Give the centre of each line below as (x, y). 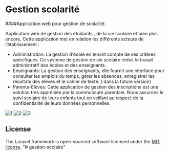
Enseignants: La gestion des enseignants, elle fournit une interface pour (89, 71)
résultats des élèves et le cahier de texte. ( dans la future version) (82, 81)
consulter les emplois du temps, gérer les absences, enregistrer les (84, 76)
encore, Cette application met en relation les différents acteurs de (75, 39)
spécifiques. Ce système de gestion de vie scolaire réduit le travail (83, 59)
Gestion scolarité (42, 9)
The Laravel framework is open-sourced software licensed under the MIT (83, 141)
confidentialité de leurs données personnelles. (62, 103)
